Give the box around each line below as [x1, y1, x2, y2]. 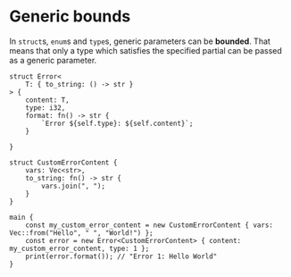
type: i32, [25, 103, 66, 113]
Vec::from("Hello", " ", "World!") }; [9, 228, 154, 238]
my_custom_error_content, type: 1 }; [9, 244, 150, 253]
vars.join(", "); [41, 181, 105, 190]
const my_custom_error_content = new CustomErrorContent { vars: [25, 221, 274, 230]
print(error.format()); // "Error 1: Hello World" [25, 252, 218, 261]
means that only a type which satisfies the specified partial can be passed [9, 45, 283, 55]
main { [9, 213, 34, 222]
